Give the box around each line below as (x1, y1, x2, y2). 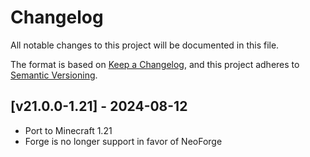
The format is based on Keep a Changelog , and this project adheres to (10, 58, 300, 70)
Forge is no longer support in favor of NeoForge (24, 135, 223, 147)
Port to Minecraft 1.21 (24, 124, 113, 136)
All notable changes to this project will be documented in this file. (10, 39, 280, 51)
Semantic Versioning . (10, 69, 98, 81)
